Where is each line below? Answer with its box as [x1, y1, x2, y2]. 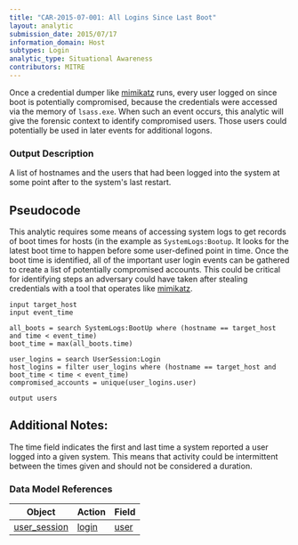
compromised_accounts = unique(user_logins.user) [9, 378, 197, 387]
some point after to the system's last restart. [9, 177, 172, 188]
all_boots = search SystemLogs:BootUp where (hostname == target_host [9, 323, 277, 332]
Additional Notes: [9, 418, 109, 433]
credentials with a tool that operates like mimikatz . [9, 282, 193, 294]
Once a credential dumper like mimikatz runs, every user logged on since [9, 86, 278, 98]
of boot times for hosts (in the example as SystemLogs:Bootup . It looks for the [9, 235, 289, 246]
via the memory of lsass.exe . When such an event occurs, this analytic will [9, 106, 285, 117]
